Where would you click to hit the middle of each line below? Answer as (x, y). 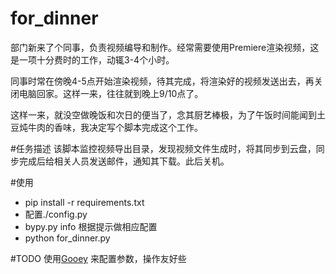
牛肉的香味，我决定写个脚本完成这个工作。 (115, 127)
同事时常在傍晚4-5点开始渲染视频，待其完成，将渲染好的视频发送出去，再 (162, 81)
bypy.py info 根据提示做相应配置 (91, 226)
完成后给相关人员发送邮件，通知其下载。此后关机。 (124, 161)
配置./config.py (56, 214)
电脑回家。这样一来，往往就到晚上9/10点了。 (111, 93)
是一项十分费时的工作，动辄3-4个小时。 (92, 59)
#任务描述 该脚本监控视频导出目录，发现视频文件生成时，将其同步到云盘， (163, 148)
